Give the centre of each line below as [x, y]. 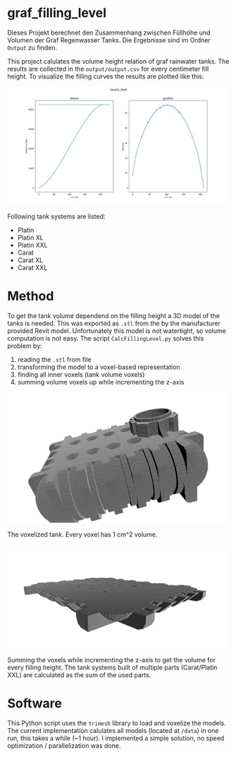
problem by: [25, 346]
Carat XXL [32, 267]
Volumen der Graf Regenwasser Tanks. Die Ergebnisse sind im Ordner [109, 40]
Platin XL [30, 237]
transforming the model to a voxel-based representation [99, 367]
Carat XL [30, 260]
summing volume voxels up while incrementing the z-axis [101, 382]
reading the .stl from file [54, 359]
